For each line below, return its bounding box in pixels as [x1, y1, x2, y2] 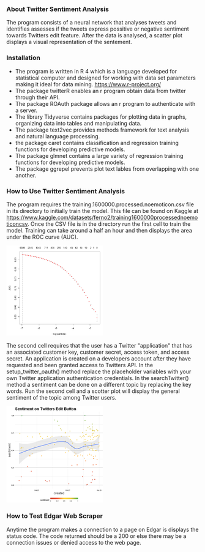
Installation [6, 54, 41, 62]
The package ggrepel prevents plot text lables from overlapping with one [15, 165, 199, 173]
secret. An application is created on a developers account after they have [6, 355, 192, 362]
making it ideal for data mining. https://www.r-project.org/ [15, 80, 161, 88]
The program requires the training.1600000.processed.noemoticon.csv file [6, 201, 195, 208]
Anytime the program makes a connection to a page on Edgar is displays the [6, 526, 199, 533]
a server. [15, 106, 38, 114]
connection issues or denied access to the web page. [6, 539, 141, 546]
